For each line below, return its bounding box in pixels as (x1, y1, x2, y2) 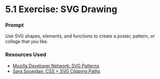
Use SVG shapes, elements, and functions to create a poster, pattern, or (5, 33, 155, 39)
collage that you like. (5, 38, 48, 45)
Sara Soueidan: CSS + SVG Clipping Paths (12, 68, 100, 74)
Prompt (5, 22, 24, 29)
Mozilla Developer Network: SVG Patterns (12, 62, 99, 69)
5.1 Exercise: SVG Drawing (5, 4, 118, 15)
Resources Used (5, 51, 46, 58)
